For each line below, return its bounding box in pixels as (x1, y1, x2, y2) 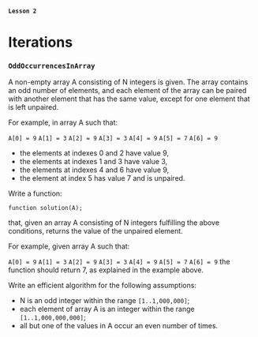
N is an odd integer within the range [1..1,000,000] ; (19, 296, 190, 305)
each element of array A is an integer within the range (19, 305, 195, 314)
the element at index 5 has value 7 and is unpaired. (19, 174, 185, 183)
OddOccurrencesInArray (8, 61, 95, 70)
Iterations (8, 33, 73, 51)
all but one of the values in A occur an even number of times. (19, 321, 219, 331)
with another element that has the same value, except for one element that (8, 94, 250, 103)
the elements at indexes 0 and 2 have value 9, (19, 148, 170, 158)
